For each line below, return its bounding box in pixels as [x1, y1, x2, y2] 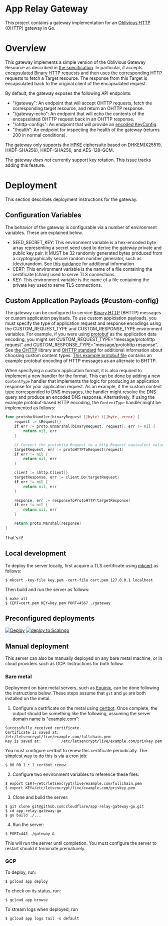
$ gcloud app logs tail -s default [5, 916, 79, 921]
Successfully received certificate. [5, 725, 81, 731]
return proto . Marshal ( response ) [14, 521, 81, 526]
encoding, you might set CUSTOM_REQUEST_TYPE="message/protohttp [5, 336, 155, 342]
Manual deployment [5, 642, 69, 650]
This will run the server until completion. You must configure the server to [5, 840, 157, 846]
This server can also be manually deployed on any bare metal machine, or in [5, 655, 162, 661]
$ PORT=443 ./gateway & [5, 831, 55, 836]
